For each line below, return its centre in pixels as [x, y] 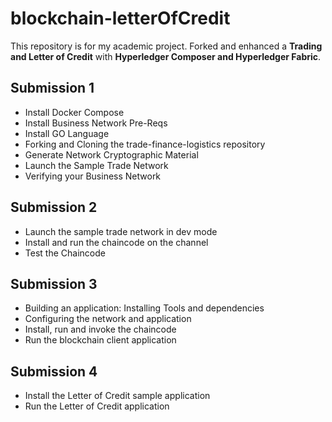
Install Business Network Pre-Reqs [96, 123]
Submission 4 [54, 371]
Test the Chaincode [65, 253]
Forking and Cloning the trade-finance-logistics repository [145, 144]
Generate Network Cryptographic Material [111, 154]
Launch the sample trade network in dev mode [121, 231]
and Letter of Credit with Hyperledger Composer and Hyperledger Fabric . [166, 56]
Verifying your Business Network [93, 176]
